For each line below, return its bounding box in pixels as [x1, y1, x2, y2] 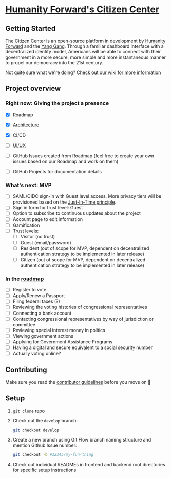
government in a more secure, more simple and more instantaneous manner [5, 54, 166, 60]
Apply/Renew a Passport [12, 292, 65, 299]
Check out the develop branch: [12, 417, 78, 424]
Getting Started [5, 24, 56, 33]
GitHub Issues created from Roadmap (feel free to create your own [12, 153, 155, 159]
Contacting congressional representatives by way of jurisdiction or [12, 316, 154, 322]
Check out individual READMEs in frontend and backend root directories [12, 462, 165, 468]
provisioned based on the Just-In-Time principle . [12, 199, 117, 205]
